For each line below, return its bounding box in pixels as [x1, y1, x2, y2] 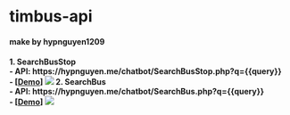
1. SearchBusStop [9, 56, 77, 68]
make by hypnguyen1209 [9, 36, 105, 46]
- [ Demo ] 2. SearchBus [9, 77, 107, 87]
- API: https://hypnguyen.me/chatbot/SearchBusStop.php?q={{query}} [9, 66, 283, 77]
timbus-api [9, 6, 93, 27]
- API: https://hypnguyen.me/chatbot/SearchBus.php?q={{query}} [9, 86, 265, 97]
